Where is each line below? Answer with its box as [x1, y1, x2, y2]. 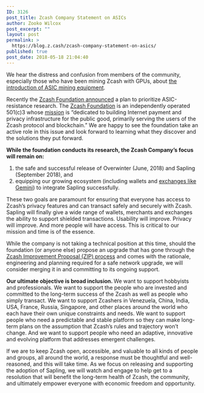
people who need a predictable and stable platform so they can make [6, 316, 181, 323]
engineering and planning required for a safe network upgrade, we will [6, 259, 183, 266]
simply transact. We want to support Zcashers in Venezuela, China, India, [6, 296, 190, 304]
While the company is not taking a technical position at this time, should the [6, 240, 196, 247]
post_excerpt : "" [6, 26, 51, 32]
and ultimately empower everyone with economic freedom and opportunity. [6, 380, 196, 387]
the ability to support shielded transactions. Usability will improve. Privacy [6, 215, 192, 222]
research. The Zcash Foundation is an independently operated [33, 102, 191, 110]
